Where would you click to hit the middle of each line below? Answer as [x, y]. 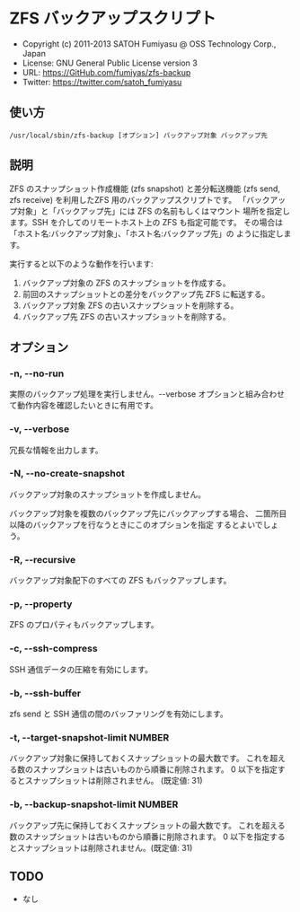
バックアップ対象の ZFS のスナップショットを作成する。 [126, 283]
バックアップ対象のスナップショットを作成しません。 [108, 494]
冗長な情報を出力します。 [56, 450]
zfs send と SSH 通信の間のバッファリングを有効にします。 [119, 714]
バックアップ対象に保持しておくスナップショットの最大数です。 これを [140, 759]
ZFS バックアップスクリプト [113, 18]
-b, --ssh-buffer [45, 693]
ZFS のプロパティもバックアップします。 [84, 625]
